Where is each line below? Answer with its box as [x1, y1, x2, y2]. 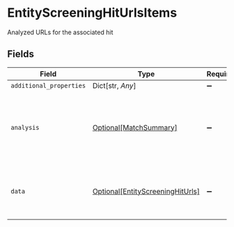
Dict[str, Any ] [92, 80, 136, 90]
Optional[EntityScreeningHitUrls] [92, 186, 201, 196]
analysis [10, 124, 40, 131]
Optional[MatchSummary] [92, 122, 178, 132]
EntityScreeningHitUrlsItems [7, 5, 178, 21]
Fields [7, 48, 35, 60]
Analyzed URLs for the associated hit [7, 28, 114, 36]
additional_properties [10, 82, 86, 89]
